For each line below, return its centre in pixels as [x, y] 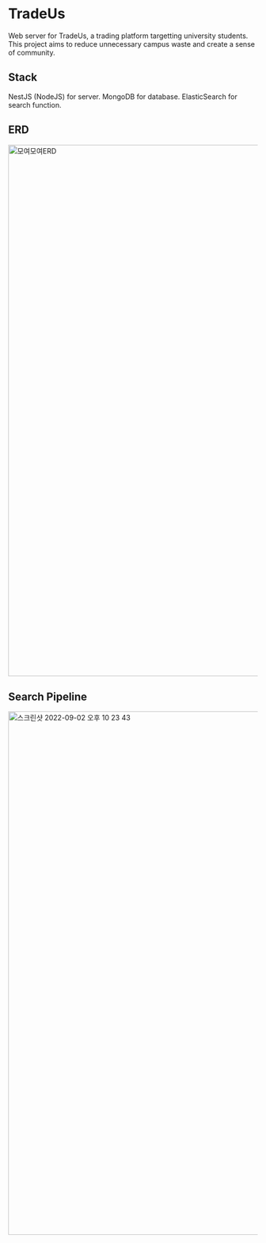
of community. [32, 52]
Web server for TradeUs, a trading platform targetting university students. [128, 36]
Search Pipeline [48, 696]
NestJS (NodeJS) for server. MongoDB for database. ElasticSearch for [123, 97]
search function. [35, 105]
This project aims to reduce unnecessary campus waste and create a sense [132, 44]
